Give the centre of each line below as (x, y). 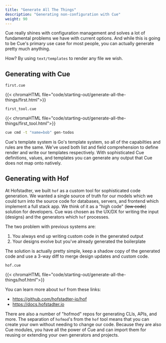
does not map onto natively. (33, 163)
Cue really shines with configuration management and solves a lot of (75, 33)
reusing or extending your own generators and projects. (62, 335)
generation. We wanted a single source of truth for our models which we (79, 196)
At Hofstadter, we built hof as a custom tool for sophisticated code (73, 190)
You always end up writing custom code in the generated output (78, 236)
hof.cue (13, 265)
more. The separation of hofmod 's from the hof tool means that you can (77, 319)
